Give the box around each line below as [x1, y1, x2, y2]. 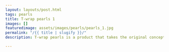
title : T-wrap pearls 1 [5, 16, 55, 21]
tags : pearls [5, 12, 33, 17]
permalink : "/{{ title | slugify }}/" [5, 30, 87, 35]
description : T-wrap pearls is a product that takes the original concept [5, 35, 165, 40]
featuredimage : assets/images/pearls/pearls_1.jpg [5, 26, 114, 31]
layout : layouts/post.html [5, 7, 62, 12]
